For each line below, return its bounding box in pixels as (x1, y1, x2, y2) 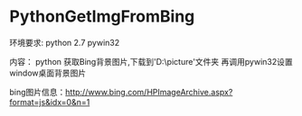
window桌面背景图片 (9, 67, 87, 78)
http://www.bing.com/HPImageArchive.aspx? (64, 86, 233, 97)
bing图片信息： (9, 86, 66, 97)
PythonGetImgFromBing (9, 6, 195, 27)
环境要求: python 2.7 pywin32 (9, 37, 120, 48)
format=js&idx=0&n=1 (9, 96, 90, 107)
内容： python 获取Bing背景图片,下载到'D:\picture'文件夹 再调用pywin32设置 (9, 56, 294, 67)
